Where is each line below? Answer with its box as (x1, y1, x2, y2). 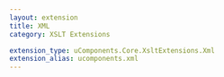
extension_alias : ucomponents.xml (9, 55, 139, 64)
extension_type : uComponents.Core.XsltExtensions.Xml (9, 46, 216, 55)
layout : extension (9, 13, 78, 22)
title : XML (9, 21, 50, 30)
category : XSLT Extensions (9, 30, 111, 38)
